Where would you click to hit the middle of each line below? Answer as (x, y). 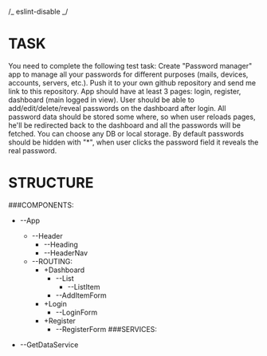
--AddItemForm (81, 295)
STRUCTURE (51, 183)
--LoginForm (77, 312)
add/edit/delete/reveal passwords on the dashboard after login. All (117, 108)
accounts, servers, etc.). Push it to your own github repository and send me (132, 82)
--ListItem (84, 287)
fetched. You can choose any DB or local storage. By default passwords (126, 133)
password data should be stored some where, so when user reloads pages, (132, 117)
